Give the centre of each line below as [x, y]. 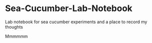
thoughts [14, 27]
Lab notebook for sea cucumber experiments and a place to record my [76, 22]
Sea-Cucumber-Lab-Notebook [69, 8]
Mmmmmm [16, 36]
